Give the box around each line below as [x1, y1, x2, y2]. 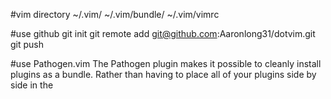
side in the [10, 79, 54, 91]
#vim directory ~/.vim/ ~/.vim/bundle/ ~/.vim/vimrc [10, 9, 220, 20]
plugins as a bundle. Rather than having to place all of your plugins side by [10, 69, 317, 80]
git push [10, 39, 45, 50]
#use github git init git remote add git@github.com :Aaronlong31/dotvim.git [10, 28, 316, 39]
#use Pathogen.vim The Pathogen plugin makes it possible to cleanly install [10, 58, 322, 69]
